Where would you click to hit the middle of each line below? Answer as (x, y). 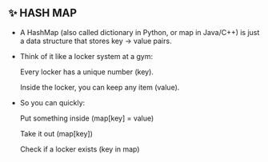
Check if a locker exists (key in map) (80, 149)
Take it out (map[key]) (56, 133)
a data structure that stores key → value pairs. (96, 41)
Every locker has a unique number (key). (87, 72)
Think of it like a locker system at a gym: (86, 56)
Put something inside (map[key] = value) (87, 118)
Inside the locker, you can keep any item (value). (100, 87)
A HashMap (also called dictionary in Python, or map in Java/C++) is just (140, 32)
